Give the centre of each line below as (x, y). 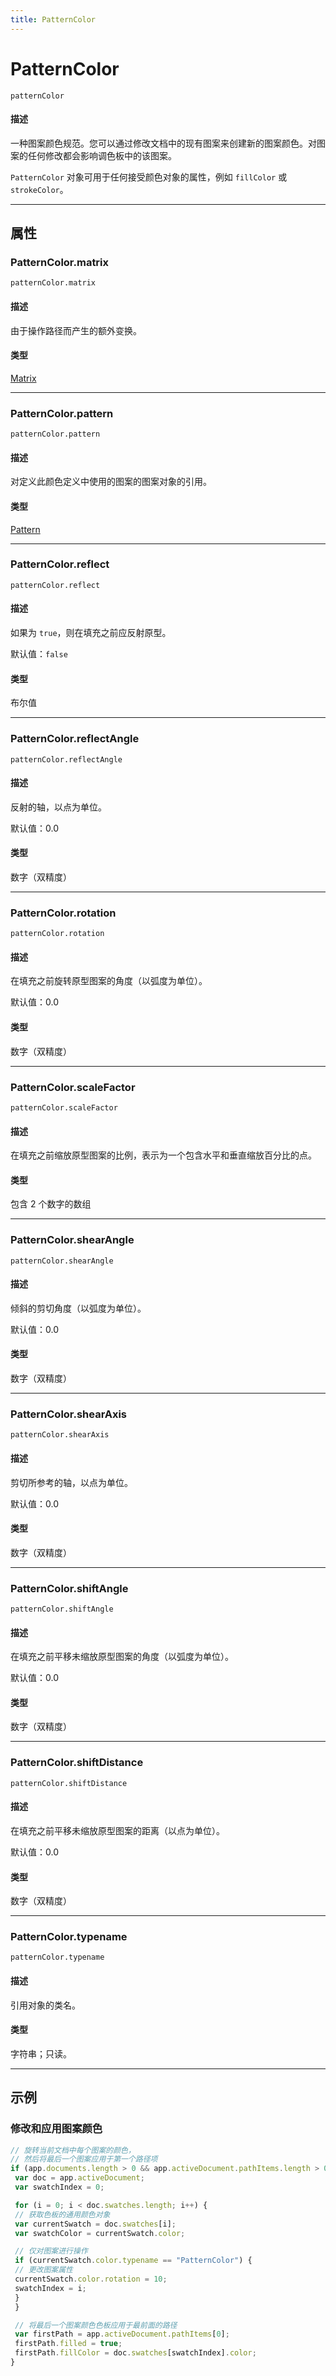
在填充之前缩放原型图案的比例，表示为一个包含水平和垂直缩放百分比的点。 (163, 1155)
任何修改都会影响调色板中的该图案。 (102, 155)
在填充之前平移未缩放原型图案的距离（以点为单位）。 (117, 1830)
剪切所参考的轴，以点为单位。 (71, 1482)
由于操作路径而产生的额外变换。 (76, 330)
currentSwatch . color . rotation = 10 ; (91, 2279)
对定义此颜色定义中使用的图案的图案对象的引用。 (111, 482)
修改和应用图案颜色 (56, 2129)
